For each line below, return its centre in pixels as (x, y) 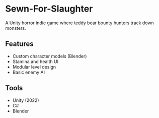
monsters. (16, 28)
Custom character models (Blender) (50, 56)
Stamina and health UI (35, 62)
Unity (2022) (26, 100)
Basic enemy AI (29, 72)
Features (19, 44)
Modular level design (34, 67)
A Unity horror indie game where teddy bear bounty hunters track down (80, 23)
